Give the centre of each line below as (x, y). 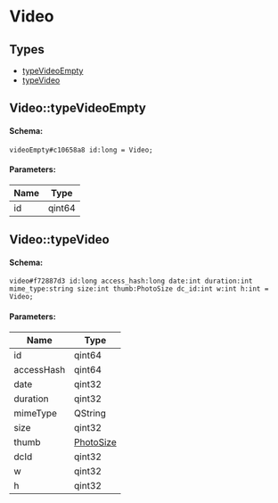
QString (90, 413)
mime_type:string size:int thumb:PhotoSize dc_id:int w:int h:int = (139, 289)
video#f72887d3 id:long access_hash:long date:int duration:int (131, 281)
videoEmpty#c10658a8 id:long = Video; (81, 150)
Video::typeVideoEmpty (78, 108)
